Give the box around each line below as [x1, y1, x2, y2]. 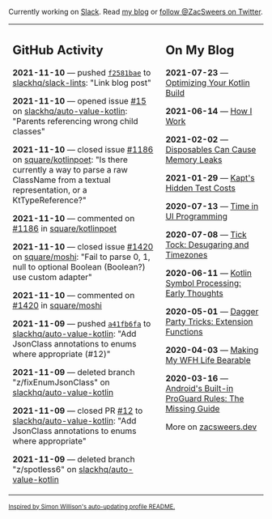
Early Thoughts [165, 287, 224, 299]
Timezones [165, 249, 208, 260]
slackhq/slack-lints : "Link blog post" [12, 77, 151, 88]
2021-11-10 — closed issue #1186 [12, 143, 154, 155]
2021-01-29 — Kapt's [165, 172, 255, 183]
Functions [165, 325, 203, 337]
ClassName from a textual [12, 174, 111, 185]
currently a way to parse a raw [12, 164, 128, 175]
